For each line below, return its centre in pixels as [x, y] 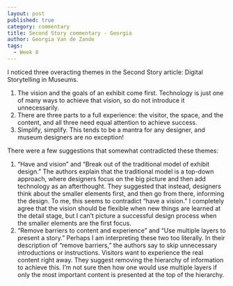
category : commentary [39, 26]
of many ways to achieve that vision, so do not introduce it [101, 100]
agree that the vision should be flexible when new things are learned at [119, 208]
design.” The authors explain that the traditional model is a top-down [115, 171]
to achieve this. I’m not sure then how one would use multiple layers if [117, 267]
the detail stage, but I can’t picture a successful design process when [117, 215]
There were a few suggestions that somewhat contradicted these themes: [113, 151]
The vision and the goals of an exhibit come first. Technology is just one [120, 93]
